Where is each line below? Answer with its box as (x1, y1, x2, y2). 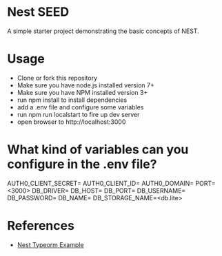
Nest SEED (7, 4, 70, 20)
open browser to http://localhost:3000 (17, 118, 126, 126)
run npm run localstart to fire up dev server (17, 110, 140, 118)
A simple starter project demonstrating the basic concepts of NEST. (7, 27, 199, 35)
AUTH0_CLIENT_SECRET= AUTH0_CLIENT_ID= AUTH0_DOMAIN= (7, 179, 194, 187)
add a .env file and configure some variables (17, 103, 144, 111)
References (7, 218, 74, 233)
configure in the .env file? (7, 156, 157, 172)
